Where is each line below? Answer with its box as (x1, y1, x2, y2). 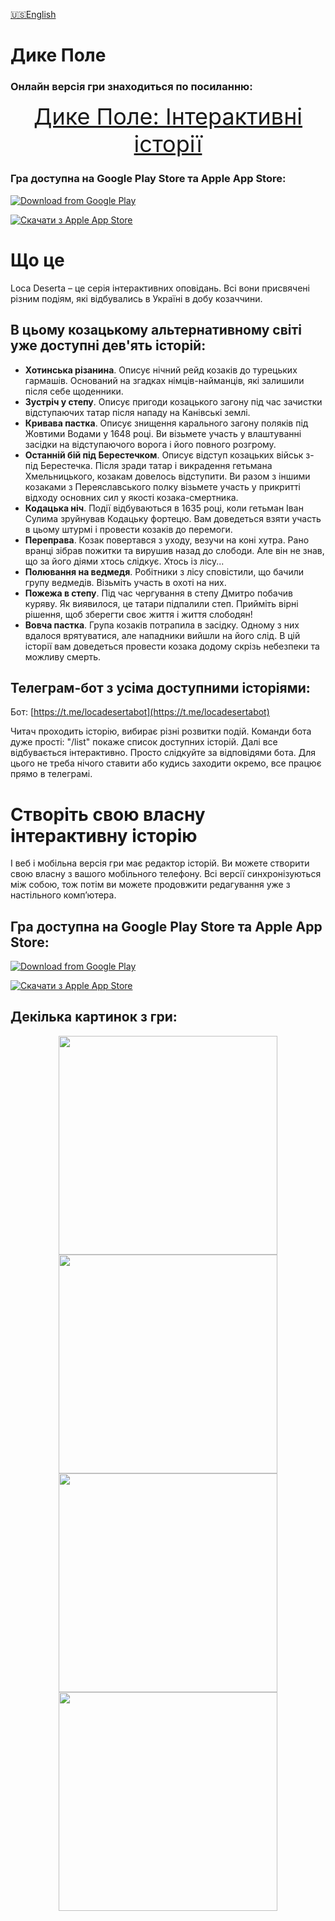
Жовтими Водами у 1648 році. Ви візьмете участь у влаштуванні (24, 427, 302, 439)
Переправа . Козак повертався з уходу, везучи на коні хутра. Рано (24, 534, 310, 546)
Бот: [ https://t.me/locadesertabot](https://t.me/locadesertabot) (10, 706, 270, 718)
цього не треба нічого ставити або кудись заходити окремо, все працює (10, 757, 322, 769)
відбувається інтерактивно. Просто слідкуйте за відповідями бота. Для (10, 747, 317, 759)
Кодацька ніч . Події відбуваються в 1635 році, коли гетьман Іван (24, 502, 304, 514)
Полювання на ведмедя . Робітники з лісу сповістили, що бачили (24, 565, 305, 578)
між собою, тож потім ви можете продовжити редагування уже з (10, 879, 291, 891)
